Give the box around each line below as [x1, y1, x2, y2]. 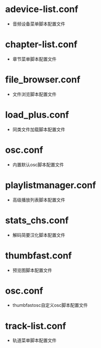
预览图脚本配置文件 [12, 267, 52, 273]
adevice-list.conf [5, 4, 78, 15]
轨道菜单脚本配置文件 [12, 337, 56, 343]
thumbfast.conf [5, 250, 72, 261]
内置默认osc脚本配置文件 [12, 161, 64, 167]
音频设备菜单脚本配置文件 [12, 21, 65, 27]
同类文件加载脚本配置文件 [12, 126, 65, 132]
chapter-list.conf [5, 39, 77, 50]
